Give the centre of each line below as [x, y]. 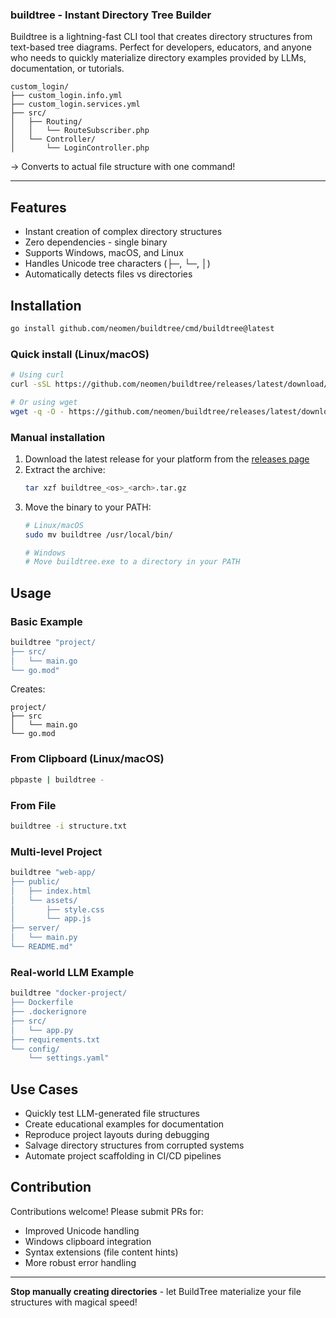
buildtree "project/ [53, 642]
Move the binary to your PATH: [88, 507]
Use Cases [44, 1089]
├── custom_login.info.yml [66, 96]
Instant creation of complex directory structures [123, 232]
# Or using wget [44, 402]
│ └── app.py [42, 1030]
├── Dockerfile [42, 1003]
